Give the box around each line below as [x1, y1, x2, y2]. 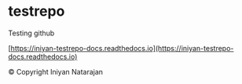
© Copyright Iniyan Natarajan [8, 67, 104, 76]
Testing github [8, 28, 55, 38]
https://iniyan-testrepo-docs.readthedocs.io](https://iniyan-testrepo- [10, 43, 234, 53]
